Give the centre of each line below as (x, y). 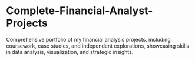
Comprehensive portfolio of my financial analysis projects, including (88, 39)
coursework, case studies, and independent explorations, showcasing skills (98, 46)
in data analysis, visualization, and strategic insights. (70, 52)
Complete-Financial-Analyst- (80, 11)
